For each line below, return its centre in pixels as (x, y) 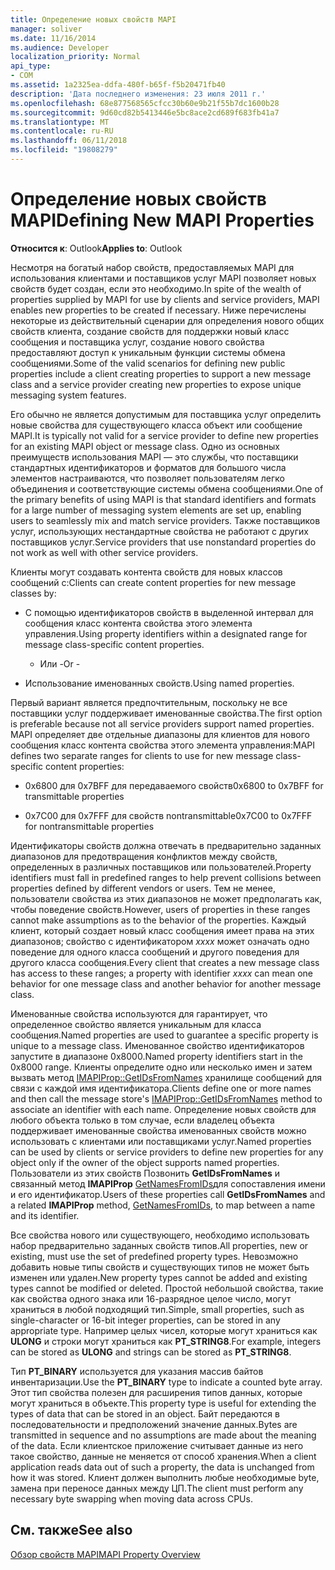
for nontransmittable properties (89, 826)
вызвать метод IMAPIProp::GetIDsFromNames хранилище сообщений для (166, 1077)
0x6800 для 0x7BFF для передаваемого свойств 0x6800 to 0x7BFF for (174, 785)
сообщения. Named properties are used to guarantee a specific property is (164, 1035)
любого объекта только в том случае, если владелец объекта (142, 1120)
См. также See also (71, 1530)
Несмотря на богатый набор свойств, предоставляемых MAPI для (152, 267)
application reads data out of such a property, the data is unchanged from (162, 1467)
